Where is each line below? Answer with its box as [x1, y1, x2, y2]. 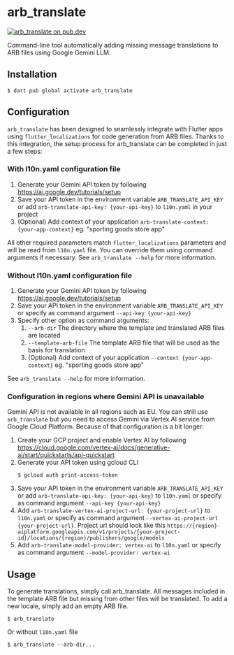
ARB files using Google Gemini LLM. [7, 48, 111, 57]
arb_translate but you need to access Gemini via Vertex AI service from [7, 415, 215, 424]
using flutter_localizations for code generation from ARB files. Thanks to [7, 132, 224, 141]
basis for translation [27, 346, 85, 354]
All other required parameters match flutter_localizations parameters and [7, 238, 226, 247]
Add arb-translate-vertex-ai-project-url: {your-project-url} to [17, 506, 211, 514]
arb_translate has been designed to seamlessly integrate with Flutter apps [7, 124, 224, 133]
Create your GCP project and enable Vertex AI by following [17, 436, 187, 445]
